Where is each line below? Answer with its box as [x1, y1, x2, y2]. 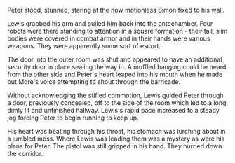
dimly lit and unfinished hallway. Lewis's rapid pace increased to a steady [7, 106, 220, 114]
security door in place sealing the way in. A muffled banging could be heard [7, 63, 227, 71]
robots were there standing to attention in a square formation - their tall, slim [7, 27, 228, 35]
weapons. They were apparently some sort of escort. [7, 42, 161, 50]
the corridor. [7, 150, 43, 157]
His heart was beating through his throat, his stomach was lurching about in [7, 127, 226, 135]
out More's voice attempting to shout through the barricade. [7, 78, 181, 86]
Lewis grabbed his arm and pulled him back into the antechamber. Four [7, 20, 213, 27]
